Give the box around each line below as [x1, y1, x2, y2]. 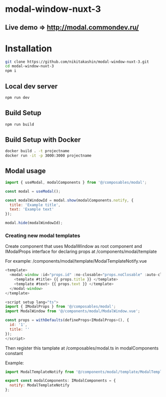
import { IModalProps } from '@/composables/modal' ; [5, 304, 116, 309]
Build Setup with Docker [5, 135, 81, 144]
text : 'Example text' [9, 207, 54, 212]
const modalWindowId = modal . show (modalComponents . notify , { [5, 198, 134, 203]
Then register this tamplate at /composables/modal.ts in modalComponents [5, 345, 159, 351]
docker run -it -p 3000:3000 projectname [5, 153, 92, 159]
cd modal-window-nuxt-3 [5, 64, 54, 69]
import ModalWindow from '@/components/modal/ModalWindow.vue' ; [5, 309, 140, 314]
